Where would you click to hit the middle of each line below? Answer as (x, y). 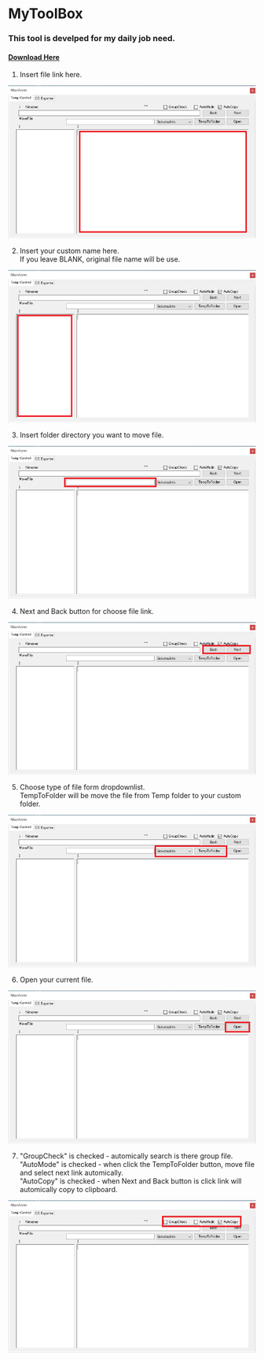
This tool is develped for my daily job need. (92, 39)
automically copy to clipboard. (68, 1189)
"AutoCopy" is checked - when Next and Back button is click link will (130, 1181)
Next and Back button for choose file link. (87, 611)
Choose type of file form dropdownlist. (82, 787)
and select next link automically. (71, 1172)
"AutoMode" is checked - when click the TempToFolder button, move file (137, 1164)
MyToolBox (46, 14)
